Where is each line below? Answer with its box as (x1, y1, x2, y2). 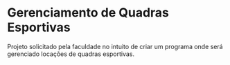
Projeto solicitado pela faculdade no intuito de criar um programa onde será (7, 42, 223, 50)
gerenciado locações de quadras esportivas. (7, 50, 135, 58)
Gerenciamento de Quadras (7, 5, 170, 21)
